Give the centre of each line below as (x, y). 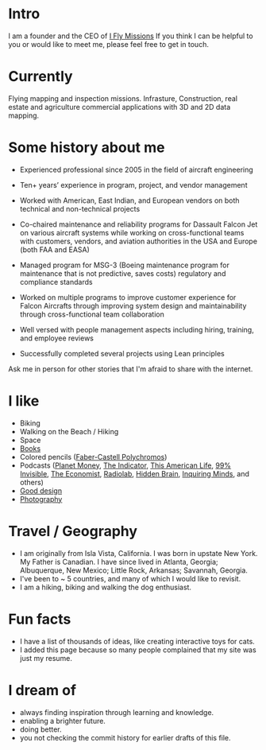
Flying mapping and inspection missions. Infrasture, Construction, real (123, 98)
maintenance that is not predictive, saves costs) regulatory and (123, 273)
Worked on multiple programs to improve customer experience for (128, 297)
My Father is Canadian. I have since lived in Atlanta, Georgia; (119, 562)
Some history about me (87, 148)
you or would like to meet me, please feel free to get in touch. (108, 44)
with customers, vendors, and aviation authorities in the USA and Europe (139, 241)
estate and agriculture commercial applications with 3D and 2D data (120, 107)
